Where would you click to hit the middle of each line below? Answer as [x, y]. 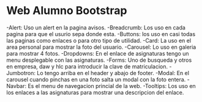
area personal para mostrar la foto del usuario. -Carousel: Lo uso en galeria [101, 47]
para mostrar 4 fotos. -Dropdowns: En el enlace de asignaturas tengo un [98, 53]
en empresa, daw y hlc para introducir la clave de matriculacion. [87, 66]
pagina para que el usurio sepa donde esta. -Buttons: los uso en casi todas [101, 34]
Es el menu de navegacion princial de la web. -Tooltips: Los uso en [111, 86]
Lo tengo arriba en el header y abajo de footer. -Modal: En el [113, 73]
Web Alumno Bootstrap [67, 11]
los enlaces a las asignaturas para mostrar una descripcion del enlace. [95, 92]
